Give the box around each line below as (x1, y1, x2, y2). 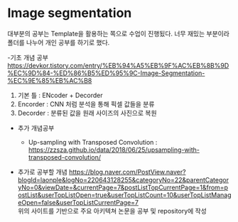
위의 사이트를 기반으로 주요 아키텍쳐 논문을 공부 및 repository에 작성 (17, 206, 207, 215)
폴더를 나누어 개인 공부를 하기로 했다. (7, 38, 110, 47)
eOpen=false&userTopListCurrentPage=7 (17, 198, 139, 206)
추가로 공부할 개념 (17, 167, 67, 176)
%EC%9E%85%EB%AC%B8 (7, 76, 92, 84)
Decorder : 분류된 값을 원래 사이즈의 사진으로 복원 (17, 109, 158, 117)
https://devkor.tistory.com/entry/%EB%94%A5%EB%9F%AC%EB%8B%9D (7, 61, 229, 70)
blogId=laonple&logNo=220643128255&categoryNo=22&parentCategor (17, 175, 229, 184)
